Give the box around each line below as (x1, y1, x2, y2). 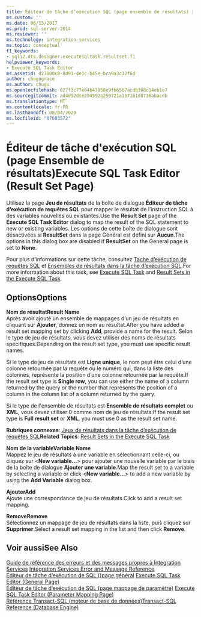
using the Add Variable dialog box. (6, 477, 92, 483)
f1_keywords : (6, 48, 39, 54)
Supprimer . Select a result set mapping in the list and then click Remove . (6, 526, 186, 533)
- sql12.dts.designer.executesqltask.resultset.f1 (6, 54, 136, 60)
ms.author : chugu (6, 82, 50, 88)
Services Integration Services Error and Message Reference (6, 565, 155, 572)
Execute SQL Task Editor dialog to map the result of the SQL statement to (6, 219, 189, 226)
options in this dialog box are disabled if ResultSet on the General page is (6, 238, 188, 245)
